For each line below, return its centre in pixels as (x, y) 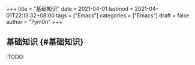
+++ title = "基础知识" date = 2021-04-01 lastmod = (70, 9)
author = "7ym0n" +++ (34, 22)
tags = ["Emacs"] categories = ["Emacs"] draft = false (123, 16)
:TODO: (16, 57)
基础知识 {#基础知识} (45, 42)
